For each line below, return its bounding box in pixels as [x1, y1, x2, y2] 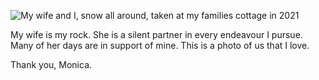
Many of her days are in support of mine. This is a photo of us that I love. [10, 40, 310, 51]
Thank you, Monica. [10, 59, 93, 70]
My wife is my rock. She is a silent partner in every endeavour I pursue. [10, 29, 303, 40]
